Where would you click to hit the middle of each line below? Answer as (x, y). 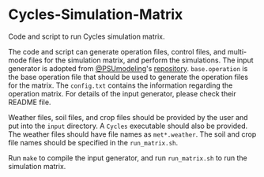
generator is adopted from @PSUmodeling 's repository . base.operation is (128, 68)
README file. (30, 102)
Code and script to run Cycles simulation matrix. (87, 36)
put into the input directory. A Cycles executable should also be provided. (128, 126)
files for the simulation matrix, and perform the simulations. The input (141, 60)
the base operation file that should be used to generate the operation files (128, 77)
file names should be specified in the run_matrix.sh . (93, 142)
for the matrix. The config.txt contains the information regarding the (121, 85)
